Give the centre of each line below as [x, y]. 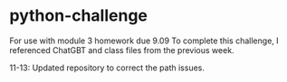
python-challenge [78, 16]
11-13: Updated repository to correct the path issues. [107, 68]
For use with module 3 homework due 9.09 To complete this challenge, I [144, 41]
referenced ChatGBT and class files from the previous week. [122, 50]
